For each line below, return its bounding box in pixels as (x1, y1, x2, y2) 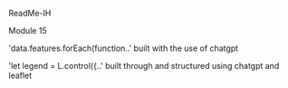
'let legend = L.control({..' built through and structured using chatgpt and (8, 61, 280, 71)
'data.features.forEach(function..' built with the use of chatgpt (8, 43, 239, 54)
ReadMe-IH (8, 8, 52, 18)
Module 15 (8, 25, 47, 35)
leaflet (8, 70, 33, 81)
